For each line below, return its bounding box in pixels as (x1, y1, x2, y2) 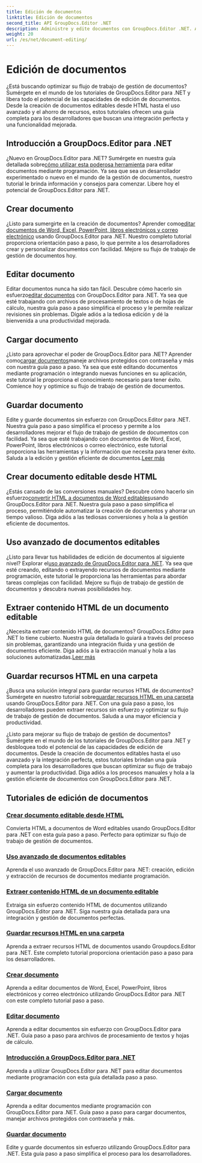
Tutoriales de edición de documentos (6, 793, 148, 803)
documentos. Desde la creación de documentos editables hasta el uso (6, 750, 181, 757)
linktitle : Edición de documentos (6, 14, 93, 20)
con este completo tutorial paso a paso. (6, 997, 105, 1004)
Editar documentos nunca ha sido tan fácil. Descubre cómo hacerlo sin (6, 285, 182, 293)
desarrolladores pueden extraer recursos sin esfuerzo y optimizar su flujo (6, 706, 189, 713)
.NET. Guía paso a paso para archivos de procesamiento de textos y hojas (6, 1032, 189, 1039)
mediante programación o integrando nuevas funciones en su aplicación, (6, 370, 188, 377)
